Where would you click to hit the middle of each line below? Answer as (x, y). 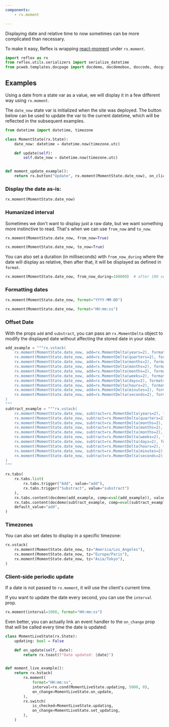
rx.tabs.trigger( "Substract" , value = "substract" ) (76, 488)
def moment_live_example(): (35, 668)
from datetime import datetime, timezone (49, 130)
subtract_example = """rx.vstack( (41, 409)
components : (18, 10)
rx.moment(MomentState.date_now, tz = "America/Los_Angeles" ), (79, 550)
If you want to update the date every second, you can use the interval (78, 598)
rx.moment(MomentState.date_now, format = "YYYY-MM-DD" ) (64, 300)
